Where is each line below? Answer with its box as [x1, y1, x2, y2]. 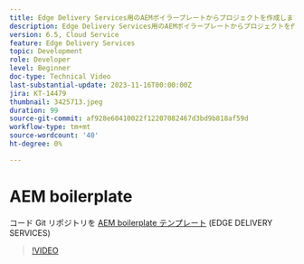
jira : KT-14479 [9, 89, 67, 98]
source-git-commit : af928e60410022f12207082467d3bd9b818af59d [9, 114, 249, 123]
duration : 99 [9, 106, 59, 115]
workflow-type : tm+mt [9, 123, 91, 132]
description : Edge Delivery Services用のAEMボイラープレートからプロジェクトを [9, 22, 291, 31]
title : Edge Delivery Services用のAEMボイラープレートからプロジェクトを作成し [9, 13, 287, 23]
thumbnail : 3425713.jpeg [9, 97, 103, 107]
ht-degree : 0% [9, 139, 63, 148]
